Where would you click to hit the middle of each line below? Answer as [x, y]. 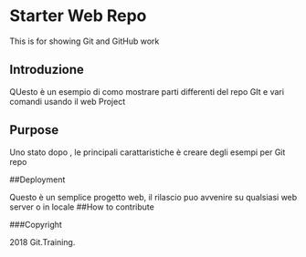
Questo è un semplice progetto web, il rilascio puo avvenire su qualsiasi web [153, 197]
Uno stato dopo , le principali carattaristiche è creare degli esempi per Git [148, 152]
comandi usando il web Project [68, 101]
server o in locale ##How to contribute [82, 207]
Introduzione [47, 70]
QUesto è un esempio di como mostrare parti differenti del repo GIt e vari [147, 91]
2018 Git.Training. [42, 242]
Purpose [34, 130]
